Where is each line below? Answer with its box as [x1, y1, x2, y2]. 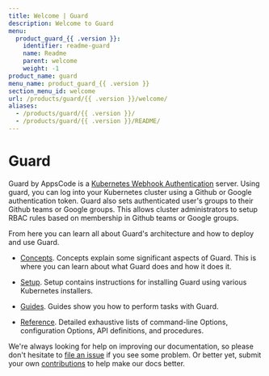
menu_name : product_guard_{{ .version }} [8, 79, 150, 87]
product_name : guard [8, 72, 78, 80]
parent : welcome [23, 57, 78, 65]
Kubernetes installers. [19, 285, 93, 295]
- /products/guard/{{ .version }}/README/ [15, 117, 161, 125]
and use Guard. [8, 237, 60, 247]
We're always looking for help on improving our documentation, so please [8, 341, 254, 351]
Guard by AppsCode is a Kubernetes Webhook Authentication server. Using [8, 179, 260, 188]
